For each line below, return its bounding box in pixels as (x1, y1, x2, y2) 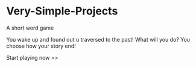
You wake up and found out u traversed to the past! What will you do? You (6, 36, 191, 43)
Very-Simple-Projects (6, 4, 118, 18)
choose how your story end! (6, 42, 77, 49)
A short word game (6, 24, 54, 31)
